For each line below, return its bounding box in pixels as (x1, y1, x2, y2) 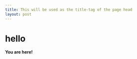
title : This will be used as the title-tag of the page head (5, 7, 133, 12)
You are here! (5, 49, 33, 55)
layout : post (5, 12, 32, 17)
